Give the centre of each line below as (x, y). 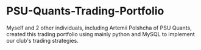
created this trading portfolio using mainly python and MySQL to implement (100, 34)
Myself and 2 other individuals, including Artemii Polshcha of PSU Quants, (99, 28)
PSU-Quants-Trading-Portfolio (85, 11)
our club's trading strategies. (43, 40)
